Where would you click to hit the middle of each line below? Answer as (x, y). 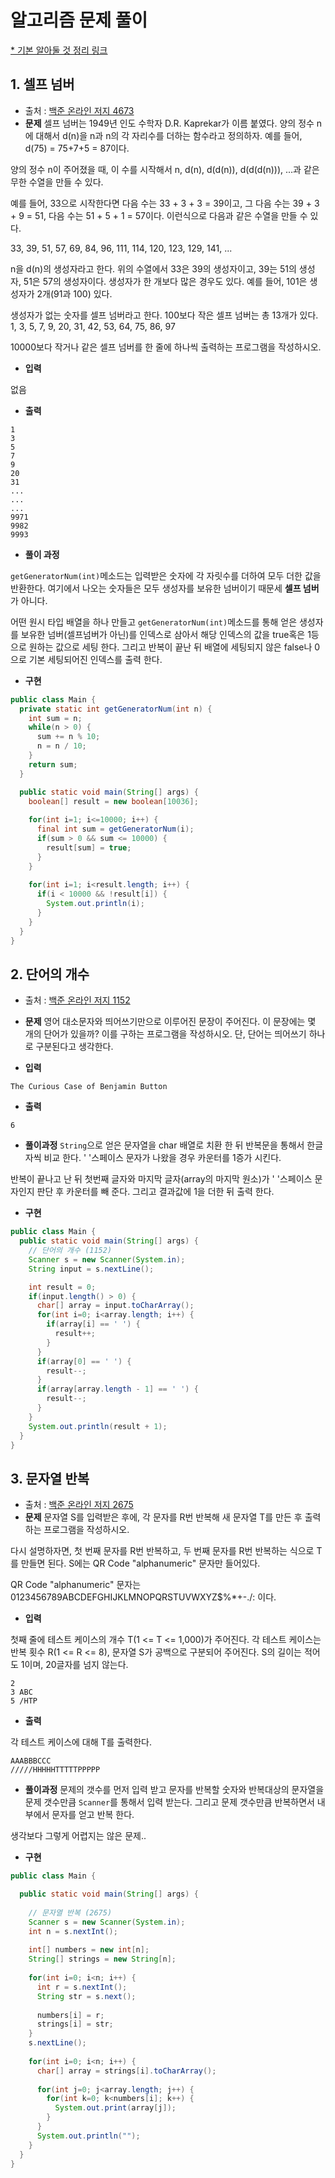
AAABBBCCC (31, 1761)
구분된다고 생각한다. (74, 1047)
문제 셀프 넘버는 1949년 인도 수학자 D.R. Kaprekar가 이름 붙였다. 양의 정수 (169, 123)
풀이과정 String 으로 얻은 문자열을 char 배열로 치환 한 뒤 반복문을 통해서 (164, 1145)
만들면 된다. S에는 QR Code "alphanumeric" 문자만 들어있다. (140, 1563)
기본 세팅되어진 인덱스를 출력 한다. (95, 659)
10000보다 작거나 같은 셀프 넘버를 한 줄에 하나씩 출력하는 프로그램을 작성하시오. (166, 347)
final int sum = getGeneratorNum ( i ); (115, 829)
